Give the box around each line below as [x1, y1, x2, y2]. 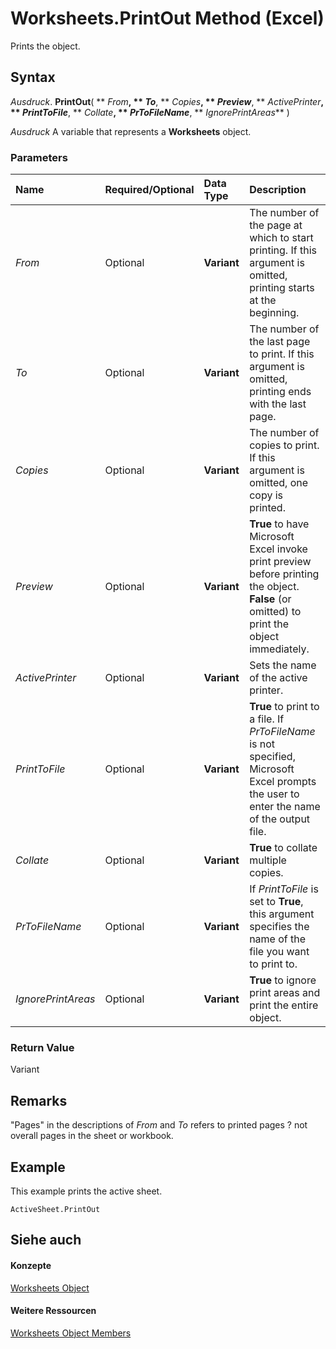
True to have [249, 517, 310, 531]
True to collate [249, 841, 318, 855]
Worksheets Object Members [10, 1327, 132, 1339]
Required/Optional [104, 183, 195, 197]
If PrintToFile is [249, 882, 319, 896]
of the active [249, 671, 308, 685]
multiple [249, 853, 287, 867]
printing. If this [249, 243, 317, 257]
